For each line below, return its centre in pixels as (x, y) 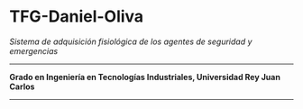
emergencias (34, 50)
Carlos (22, 86)
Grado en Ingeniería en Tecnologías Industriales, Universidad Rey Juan (145, 77)
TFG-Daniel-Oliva (77, 17)
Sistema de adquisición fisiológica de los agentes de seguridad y (131, 41)
